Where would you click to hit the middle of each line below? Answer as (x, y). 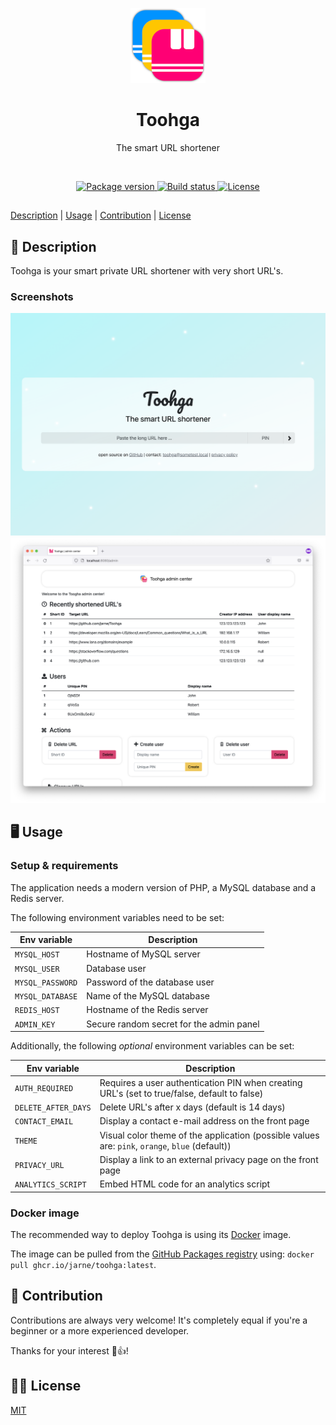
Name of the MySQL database (148, 996)
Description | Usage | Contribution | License (101, 215)
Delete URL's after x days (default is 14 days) (192, 1107)
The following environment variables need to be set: (117, 917)
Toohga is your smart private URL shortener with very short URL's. (147, 271)
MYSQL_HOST (37, 955)
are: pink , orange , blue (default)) (165, 1145)
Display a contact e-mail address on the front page (204, 1121)
